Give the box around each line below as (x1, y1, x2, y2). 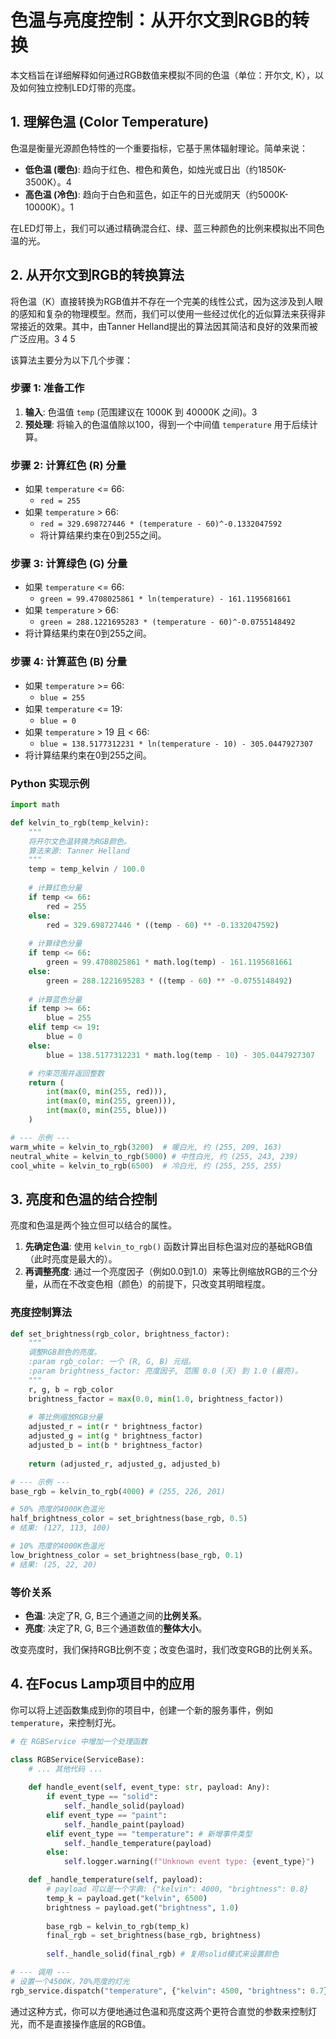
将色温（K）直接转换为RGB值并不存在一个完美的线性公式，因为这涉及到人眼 (10, 295, 324, 307)
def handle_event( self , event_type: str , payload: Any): (28, 1782, 271, 1793)
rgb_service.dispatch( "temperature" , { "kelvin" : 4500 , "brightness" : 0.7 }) (10, 1986, 333, 1996)
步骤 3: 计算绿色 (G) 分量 (10, 557, 128, 571)
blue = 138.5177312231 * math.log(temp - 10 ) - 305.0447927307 (46, 1050, 315, 1060)
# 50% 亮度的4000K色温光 (10, 1504, 105, 1515)
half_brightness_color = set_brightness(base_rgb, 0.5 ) (10, 1514, 248, 1524)
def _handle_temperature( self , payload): (28, 1875, 203, 1885)
